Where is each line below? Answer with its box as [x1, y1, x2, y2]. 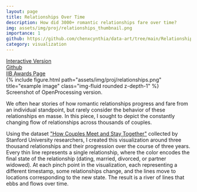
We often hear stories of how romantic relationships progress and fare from [6, 100, 189, 107]
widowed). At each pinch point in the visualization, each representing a [6, 161, 178, 168]
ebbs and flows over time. [6, 180, 69, 187]
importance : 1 [6, 31, 41, 36]
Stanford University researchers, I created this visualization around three [6, 136, 182, 143]
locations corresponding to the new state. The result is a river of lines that [6, 174, 185, 181]
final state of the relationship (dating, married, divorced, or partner [6, 155, 167, 162]
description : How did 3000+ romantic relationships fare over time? [6, 19, 177, 25]
